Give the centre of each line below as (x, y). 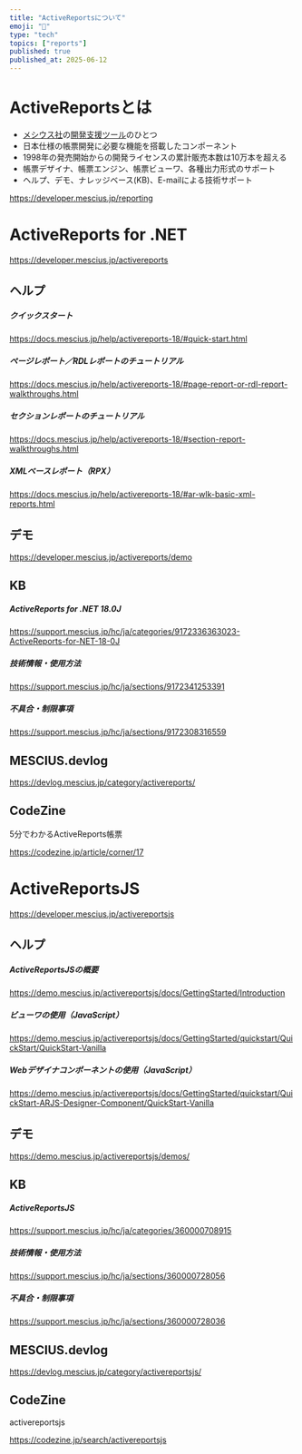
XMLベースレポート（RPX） (62, 471)
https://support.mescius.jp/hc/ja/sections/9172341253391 (117, 687)
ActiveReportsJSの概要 (54, 969)
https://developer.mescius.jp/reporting (82, 198)
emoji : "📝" (30, 26)
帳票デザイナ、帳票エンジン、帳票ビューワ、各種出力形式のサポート (149, 168)
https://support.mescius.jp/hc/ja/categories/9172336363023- (125, 632)
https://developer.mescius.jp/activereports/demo (101, 557)
